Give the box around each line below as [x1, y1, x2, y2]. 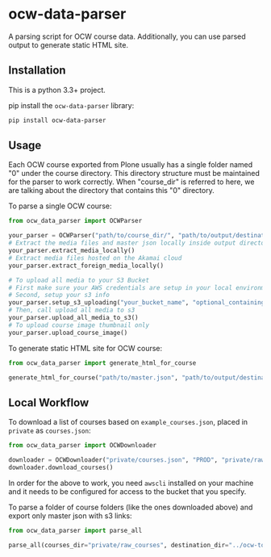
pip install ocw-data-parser [8, 116, 106, 124]
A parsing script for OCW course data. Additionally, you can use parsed [8, 31, 246, 41]
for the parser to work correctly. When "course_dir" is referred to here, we [8, 177, 255, 186]
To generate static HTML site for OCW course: [8, 343, 163, 353]
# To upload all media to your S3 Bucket [8, 276, 150, 284]
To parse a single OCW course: [8, 201, 112, 211]
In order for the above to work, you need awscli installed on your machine [8, 478, 254, 488]
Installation [8, 64, 66, 77]
